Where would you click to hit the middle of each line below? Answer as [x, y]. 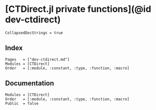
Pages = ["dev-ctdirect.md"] [37, 59]
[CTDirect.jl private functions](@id [78, 9]
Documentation [30, 83]
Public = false [22, 103]
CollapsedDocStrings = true [34, 33]
